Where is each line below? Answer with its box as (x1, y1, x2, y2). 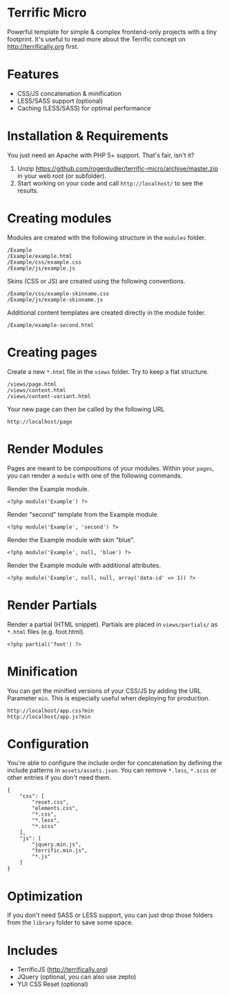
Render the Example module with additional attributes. (7, 561, 161, 569)
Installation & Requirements (7, 128, 169, 144)
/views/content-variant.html (7, 393, 91, 400)
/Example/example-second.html (7, 322, 94, 328)
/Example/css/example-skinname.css (7, 290, 110, 297)
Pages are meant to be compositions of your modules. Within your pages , (7, 464, 215, 472)
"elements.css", (32, 805, 79, 812)
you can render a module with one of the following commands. (7, 471, 183, 480)
